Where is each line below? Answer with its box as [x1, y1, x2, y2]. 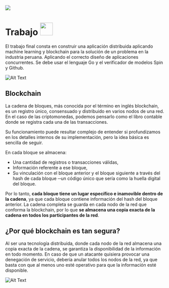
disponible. [5, 267, 29, 273]
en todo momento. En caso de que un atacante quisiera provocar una [5, 251, 150, 257]
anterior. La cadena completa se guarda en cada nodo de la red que [5, 201, 147, 207]
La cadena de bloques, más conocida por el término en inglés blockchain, [5, 102, 159, 109]
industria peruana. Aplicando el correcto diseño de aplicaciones [5, 54, 139, 60]
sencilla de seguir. [5, 139, 43, 146]
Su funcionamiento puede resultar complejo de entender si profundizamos [5, 129, 161, 135]
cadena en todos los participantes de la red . [5, 212, 100, 218]
